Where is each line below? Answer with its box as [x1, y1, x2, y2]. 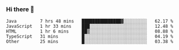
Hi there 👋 [6, 5, 35, 13]
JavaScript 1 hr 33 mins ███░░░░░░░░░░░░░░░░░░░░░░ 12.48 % [6, 23, 174, 30]
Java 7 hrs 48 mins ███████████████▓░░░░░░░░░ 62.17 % [6, 19, 174, 24]
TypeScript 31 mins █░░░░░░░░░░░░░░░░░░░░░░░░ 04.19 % [6, 34, 174, 40]
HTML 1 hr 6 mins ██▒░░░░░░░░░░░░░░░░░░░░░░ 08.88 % [6, 28, 174, 34]
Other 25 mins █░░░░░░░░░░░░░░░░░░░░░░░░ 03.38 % [6, 39, 174, 45]
